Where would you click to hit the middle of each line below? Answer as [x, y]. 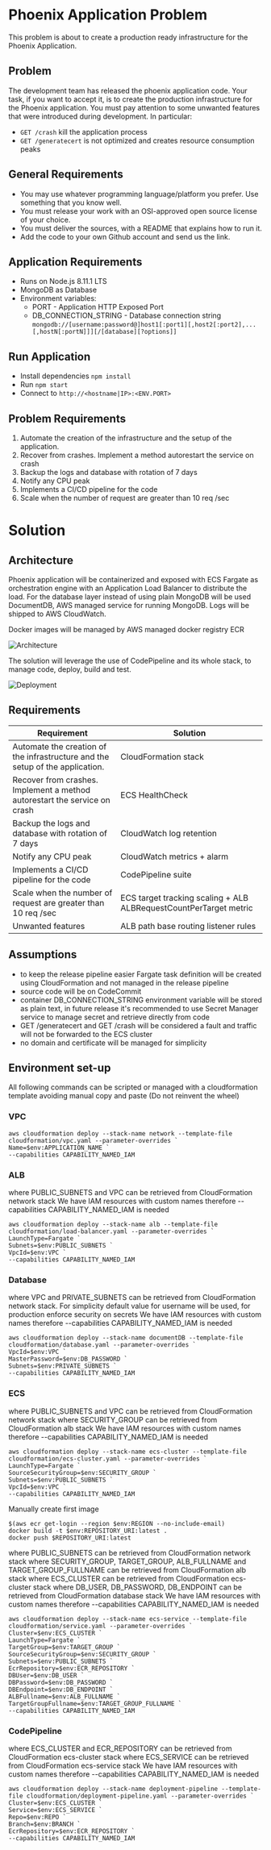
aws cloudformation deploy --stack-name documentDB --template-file [126, 1338]
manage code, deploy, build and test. [70, 669]
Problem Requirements [67, 418]
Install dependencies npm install [75, 376]
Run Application [50, 356]
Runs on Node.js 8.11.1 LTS [63, 281]
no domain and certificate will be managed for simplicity [113, 1043]
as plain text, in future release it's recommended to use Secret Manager [139, 1008]
